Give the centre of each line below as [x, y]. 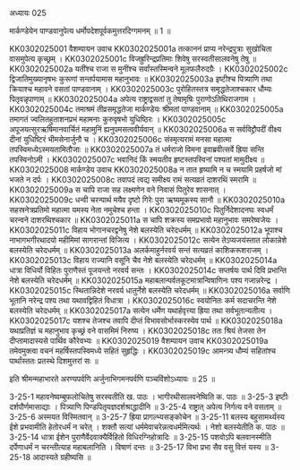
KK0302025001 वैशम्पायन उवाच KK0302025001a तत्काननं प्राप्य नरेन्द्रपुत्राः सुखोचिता [141, 49]
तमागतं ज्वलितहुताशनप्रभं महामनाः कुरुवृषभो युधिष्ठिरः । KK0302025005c [118, 119]
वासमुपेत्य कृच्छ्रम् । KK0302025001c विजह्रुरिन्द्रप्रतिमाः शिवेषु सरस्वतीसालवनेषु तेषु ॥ [133, 59]
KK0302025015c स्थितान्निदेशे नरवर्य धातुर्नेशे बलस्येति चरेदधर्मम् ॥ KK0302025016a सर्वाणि [150, 291]
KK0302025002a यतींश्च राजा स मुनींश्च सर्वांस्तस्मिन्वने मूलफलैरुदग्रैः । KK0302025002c [149, 69]
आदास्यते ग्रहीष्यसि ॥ [62, 457]
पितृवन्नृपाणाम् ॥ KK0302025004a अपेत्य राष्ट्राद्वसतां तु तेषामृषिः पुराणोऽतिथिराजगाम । [133, 99]
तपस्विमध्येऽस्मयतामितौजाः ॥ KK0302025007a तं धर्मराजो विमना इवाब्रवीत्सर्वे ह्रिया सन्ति [137, 150]
